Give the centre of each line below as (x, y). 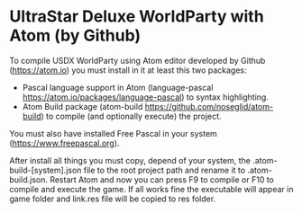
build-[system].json (46, 170)
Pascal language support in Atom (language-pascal (118, 87)
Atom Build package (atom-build (82, 106)
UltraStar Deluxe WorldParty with (137, 17)
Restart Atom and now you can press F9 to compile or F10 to (162, 179)
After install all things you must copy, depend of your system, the (130, 160)
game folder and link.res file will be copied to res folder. (113, 199)
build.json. (28, 179)
